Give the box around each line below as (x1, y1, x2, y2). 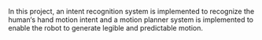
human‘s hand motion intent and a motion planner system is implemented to (8, 15, 254, 24)
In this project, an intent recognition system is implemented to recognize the (8, 7, 255, 16)
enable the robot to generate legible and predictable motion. (8, 24, 203, 32)
